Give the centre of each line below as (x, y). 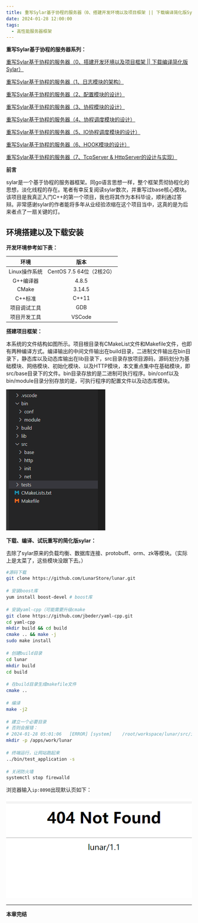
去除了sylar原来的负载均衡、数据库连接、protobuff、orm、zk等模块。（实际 (97, 553)
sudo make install (29, 641)
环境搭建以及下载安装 (45, 232)
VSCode (82, 317)
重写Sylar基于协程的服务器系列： (46, 50)
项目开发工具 (25, 317)
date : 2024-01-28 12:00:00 (39, 19)
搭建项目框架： (24, 331)
